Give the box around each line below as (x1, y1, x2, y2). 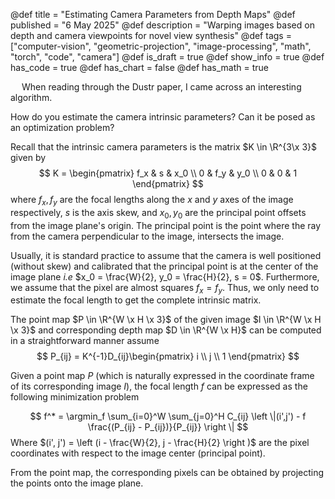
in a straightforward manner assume (10, 335, 160, 347)
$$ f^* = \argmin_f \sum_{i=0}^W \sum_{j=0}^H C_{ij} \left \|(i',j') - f (29, 410, 307, 423)
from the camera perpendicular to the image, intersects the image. (10, 230, 285, 242)
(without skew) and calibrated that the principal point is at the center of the (10, 260, 319, 272)
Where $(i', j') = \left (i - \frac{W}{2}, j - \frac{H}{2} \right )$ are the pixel (10, 437, 310, 449)
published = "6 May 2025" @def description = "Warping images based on (10, 19, 315, 31)
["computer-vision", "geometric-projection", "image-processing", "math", (10, 40, 312, 52)
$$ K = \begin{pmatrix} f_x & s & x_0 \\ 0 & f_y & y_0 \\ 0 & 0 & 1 (38, 167, 298, 179)
